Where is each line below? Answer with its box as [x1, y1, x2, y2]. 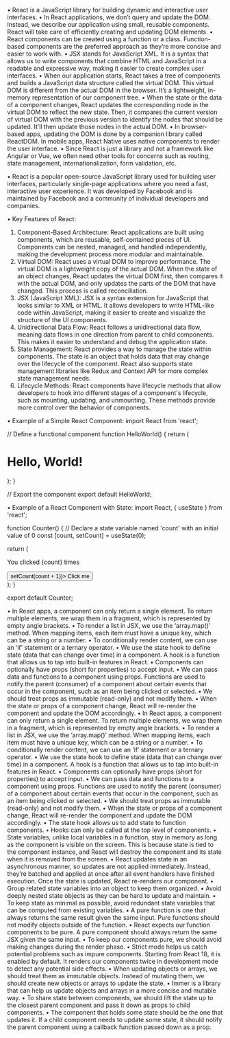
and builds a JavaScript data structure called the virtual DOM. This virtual [7, 79, 214, 87]
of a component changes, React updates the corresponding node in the [7, 101, 209, 109]
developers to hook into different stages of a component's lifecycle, [16, 389, 208, 397]
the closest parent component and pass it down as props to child [7, 1001, 190, 1009]
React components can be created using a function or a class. [7, 35, 183, 43]
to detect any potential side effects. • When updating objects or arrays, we [7, 964, 218, 973]
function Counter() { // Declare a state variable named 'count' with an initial [7, 523, 219, 532]
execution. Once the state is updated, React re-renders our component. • [7, 877, 214, 885]
